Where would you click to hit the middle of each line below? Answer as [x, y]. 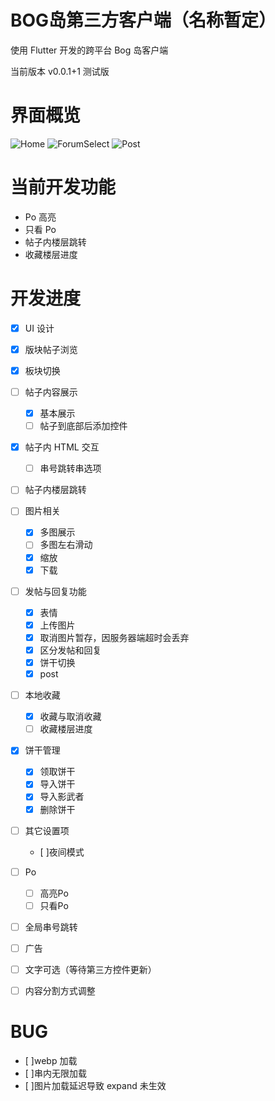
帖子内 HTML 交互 [62, 447]
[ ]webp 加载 [51, 1060]
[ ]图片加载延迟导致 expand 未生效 [95, 1085]
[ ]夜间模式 [62, 852]
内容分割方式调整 [60, 990]
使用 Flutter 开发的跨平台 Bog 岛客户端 [89, 50]
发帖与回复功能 [55, 591]
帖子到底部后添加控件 [83, 426]
